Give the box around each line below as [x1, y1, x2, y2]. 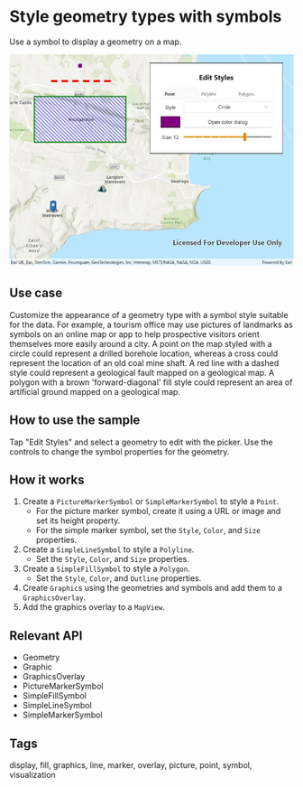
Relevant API [9, 628, 83, 643]
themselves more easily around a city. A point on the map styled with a [9, 338, 272, 349]
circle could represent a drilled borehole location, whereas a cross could [9, 348, 279, 359]
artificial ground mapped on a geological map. [9, 386, 180, 397]
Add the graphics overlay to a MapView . [22, 602, 165, 613]
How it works [9, 472, 85, 487]
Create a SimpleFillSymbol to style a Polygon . [22, 563, 191, 575]
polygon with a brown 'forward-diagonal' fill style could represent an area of [9, 377, 293, 388]
